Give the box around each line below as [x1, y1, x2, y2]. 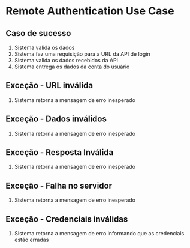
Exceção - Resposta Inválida [5, 147, 114, 157]
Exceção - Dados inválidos [5, 114, 107, 124]
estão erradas [14, 236, 49, 244]
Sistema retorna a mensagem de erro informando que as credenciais [14, 230, 185, 237]
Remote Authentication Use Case [5, 4, 174, 18]
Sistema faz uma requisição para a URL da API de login [14, 50, 150, 58]
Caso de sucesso [5, 28, 71, 38]
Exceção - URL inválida [5, 80, 94, 91]
